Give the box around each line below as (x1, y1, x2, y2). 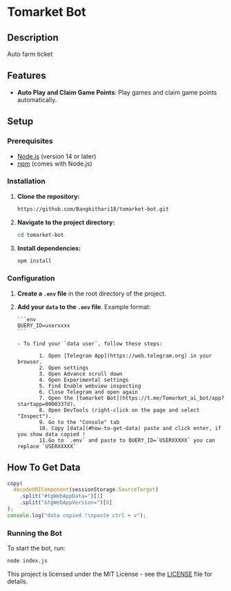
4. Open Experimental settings (39, 376, 129, 383)
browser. (17, 358, 43, 365)
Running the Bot (7, 528, 62, 538)
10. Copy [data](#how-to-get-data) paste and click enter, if (39, 425, 222, 432)
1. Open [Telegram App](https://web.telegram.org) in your (39, 352, 212, 359)
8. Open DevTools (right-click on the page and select (39, 407, 200, 414)
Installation (7, 177, 46, 186)
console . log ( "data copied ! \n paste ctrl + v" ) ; (7, 512, 147, 519)
